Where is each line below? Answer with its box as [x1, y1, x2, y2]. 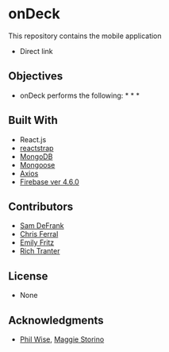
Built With [8, 114, 58, 127]
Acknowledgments [8, 313, 105, 327]
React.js [19, 134, 47, 144]
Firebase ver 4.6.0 [19, 176, 79, 187]
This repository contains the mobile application [8, 31, 162, 41]
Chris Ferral [19, 230, 59, 239]
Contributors [8, 199, 74, 213]
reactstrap [19, 143, 54, 153]
